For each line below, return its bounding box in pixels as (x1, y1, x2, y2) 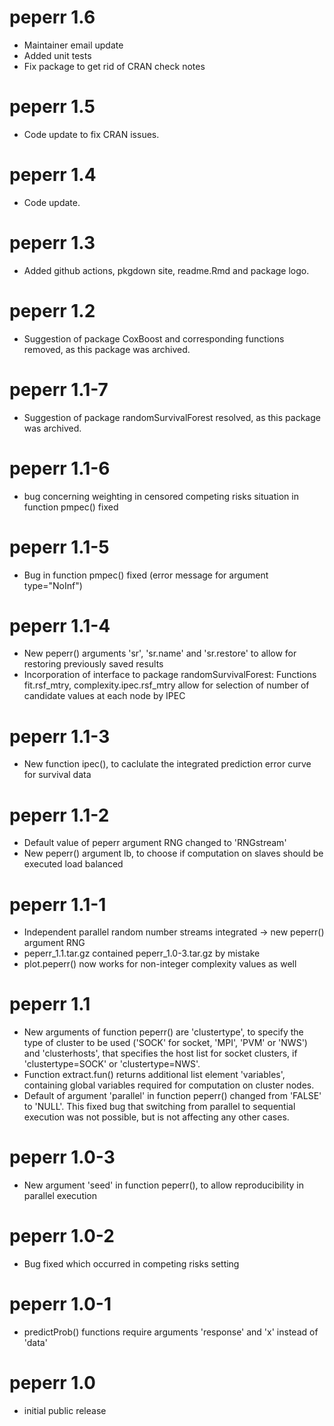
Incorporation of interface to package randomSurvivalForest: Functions (23, 669, 317, 681)
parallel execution (23, 1190, 98, 1202)
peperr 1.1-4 (9, 614, 111, 637)
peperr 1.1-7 (9, 378, 109, 401)
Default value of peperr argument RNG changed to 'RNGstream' (23, 837, 287, 849)
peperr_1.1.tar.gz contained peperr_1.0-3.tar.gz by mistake (23, 947, 261, 960)
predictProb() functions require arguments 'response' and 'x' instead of (23, 1326, 319, 1338)
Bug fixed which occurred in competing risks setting (23, 1258, 240, 1270)
